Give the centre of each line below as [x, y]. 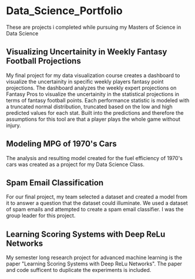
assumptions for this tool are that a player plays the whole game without [93, 119]
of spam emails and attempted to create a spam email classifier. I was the [95, 210]
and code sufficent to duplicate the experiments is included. [79, 270]
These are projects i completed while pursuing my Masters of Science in [94, 27]
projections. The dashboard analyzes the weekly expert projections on [91, 88]
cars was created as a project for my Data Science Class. [75, 164]
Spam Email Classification [55, 183]
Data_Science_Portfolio [64, 11]
